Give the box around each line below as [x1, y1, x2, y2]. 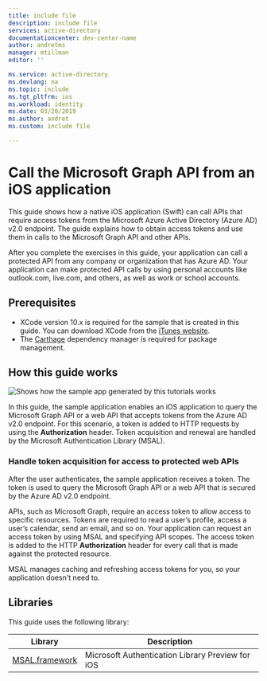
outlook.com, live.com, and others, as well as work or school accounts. [8, 272, 241, 283]
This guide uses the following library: [8, 616, 130, 626]
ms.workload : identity [8, 100, 83, 108]
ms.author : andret [8, 115, 69, 123]
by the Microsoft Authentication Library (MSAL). [8, 436, 165, 446]
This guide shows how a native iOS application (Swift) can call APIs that [8, 206, 243, 216]
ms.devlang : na [8, 77, 59, 86]
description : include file [8, 19, 98, 27]
